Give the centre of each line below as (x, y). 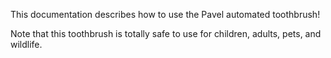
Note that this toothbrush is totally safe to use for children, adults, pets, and (166, 33)
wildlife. (26, 44)
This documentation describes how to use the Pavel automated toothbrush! (165, 14)
